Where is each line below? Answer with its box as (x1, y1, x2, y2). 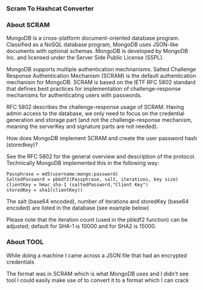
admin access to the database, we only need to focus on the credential (6, 110, 185, 117)
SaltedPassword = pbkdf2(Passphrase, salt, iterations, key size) (6, 177, 179, 183)
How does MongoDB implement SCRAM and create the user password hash (6, 135, 198, 142)
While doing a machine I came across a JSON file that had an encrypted (6, 252, 187, 259)
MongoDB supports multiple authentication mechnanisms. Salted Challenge (6, 66, 196, 73)
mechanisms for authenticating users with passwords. (6, 91, 142, 99)
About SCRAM (6, 20, 50, 29)
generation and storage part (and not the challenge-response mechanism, (6, 116, 193, 124)
